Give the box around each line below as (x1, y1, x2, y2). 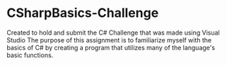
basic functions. (6, 51, 54, 59)
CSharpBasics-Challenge (6, 5, 159, 21)
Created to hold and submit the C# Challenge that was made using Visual (6, 28, 220, 37)
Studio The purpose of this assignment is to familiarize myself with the (6, 35, 212, 44)
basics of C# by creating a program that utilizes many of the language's (6, 43, 216, 52)
